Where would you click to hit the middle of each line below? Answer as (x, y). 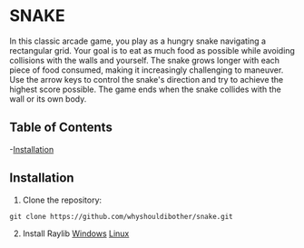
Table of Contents (61, 128)
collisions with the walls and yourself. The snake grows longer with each (144, 60)
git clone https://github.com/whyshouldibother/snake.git (121, 216)
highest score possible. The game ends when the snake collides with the (145, 89)
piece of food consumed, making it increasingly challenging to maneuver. (147, 70)
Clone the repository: (62, 200)
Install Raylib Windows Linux (76, 233)
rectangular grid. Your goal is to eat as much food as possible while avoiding (152, 50)
